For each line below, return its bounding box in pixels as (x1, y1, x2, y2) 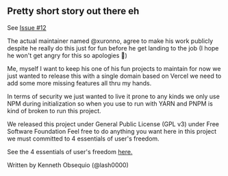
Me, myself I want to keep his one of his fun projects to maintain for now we (7, 64, 221, 72)
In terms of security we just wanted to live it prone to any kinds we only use (7, 92, 220, 100)
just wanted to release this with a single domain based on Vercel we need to (7, 72, 222, 80)
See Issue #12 (7, 23, 47, 31)
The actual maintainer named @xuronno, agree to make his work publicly (7, 37, 214, 45)
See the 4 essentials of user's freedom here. (7, 147, 133, 156)
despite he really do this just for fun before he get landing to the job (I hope (7, 44, 219, 52)
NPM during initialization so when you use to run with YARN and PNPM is (7, 99, 214, 108)
